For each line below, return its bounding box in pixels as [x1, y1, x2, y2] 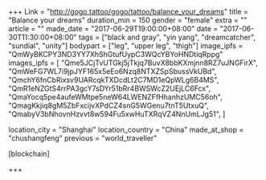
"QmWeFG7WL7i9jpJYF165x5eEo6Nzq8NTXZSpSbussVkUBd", [8, 67, 217, 76]
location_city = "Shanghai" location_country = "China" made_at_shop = [8, 125, 244, 134]
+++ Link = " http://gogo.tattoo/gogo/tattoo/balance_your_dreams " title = [8, 7, 249, 16]
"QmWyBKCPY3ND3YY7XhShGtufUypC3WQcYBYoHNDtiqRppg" [8, 50, 223, 59]
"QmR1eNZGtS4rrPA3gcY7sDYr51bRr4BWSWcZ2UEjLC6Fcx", [8, 84, 211, 93]
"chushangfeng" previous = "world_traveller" [8, 133, 158, 143]
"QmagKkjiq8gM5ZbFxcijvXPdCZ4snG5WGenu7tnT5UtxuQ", [8, 100, 209, 110]
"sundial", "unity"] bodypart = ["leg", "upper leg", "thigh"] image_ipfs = [8, 41, 243, 51]
